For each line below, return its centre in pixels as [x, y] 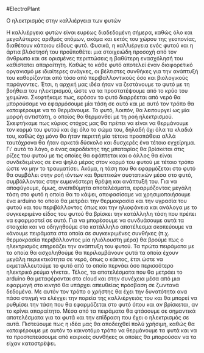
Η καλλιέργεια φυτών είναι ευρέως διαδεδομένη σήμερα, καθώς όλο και [100, 32]
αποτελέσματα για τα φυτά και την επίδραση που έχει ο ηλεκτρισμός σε [98, 317]
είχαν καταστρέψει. [31, 343]
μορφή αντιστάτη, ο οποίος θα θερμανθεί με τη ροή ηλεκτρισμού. [90, 116]
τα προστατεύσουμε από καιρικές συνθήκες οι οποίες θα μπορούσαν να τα [101, 337]
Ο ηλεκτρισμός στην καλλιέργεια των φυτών [64, 20]
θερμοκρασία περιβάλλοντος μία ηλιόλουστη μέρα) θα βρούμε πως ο [95, 240]
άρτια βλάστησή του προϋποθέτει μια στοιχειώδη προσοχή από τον [92, 52]
